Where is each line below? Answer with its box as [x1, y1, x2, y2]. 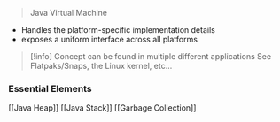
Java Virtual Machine [29, 8, 108, 18]
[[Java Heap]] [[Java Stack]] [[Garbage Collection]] [8, 103, 197, 113]
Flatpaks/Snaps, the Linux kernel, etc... [29, 61, 173, 71]
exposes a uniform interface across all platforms [20, 34, 198, 44]
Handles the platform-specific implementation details [20, 25, 216, 34]
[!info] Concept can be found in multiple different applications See [29, 51, 272, 61]
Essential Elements [8, 82, 92, 95]
